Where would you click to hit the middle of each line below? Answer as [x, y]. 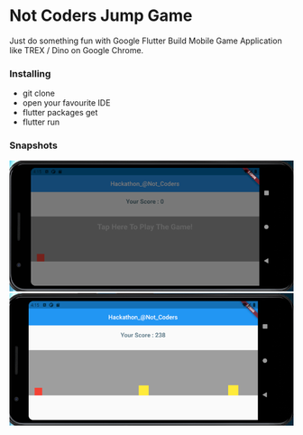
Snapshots [34, 145]
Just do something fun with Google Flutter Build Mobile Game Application [146, 41]
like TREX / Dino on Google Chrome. [77, 50]
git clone [39, 93]
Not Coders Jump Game [101, 16]
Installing [30, 73]
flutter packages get [60, 113]
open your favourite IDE [66, 103]
